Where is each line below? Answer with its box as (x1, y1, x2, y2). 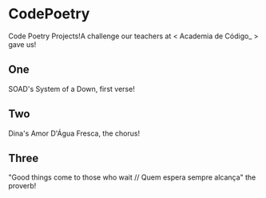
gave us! (8, 39, 37, 49)
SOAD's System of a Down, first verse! (8, 84, 136, 93)
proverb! (8, 181, 37, 191)
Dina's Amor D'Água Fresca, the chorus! (8, 129, 141, 138)
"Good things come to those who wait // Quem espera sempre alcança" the (8, 172, 256, 182)
